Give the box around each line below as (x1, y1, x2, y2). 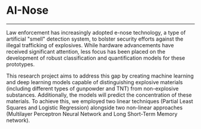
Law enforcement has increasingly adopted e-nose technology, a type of (6, 29, 186, 36)
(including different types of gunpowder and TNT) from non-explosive (6, 85, 179, 92)
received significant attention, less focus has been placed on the (6, 48, 166, 55)
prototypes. (6, 60, 35, 67)
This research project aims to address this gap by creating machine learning (6, 72, 194, 79)
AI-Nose (6, 4, 49, 17)
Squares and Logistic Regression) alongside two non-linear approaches (6, 104, 183, 111)
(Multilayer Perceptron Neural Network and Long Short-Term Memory (6, 110, 178, 117)
